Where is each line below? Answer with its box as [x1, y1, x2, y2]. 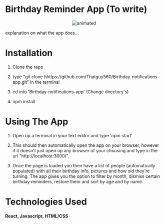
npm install [12, 98, 35, 104]
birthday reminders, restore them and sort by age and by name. [12, 178, 143, 184]
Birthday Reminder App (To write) [5, 4, 147, 15]
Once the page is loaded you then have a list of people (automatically [12, 162, 155, 168]
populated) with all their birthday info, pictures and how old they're [12, 168, 150, 174]
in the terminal [29, 79, 60, 85]
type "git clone [12, 74, 43, 80]
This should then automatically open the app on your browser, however [12, 142, 159, 148]
